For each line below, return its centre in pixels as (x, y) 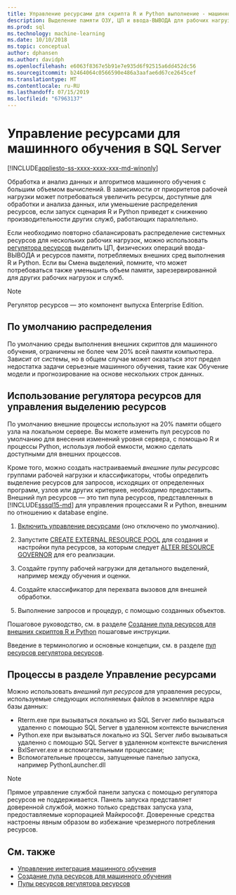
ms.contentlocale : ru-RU (44, 86)
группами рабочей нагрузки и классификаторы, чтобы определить (108, 475)
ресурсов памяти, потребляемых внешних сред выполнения (133, 255)
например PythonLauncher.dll (61, 765)
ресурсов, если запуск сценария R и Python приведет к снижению (107, 211)
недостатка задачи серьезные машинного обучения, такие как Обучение (118, 366)
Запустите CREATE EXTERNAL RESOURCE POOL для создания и (113, 540)
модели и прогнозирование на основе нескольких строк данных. (106, 374)
